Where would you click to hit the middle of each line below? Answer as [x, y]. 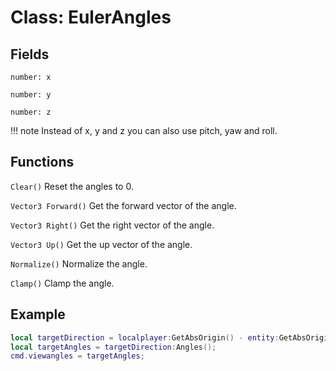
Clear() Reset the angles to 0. [72, 186]
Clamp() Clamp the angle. [62, 283]
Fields [30, 54]
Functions [42, 162]
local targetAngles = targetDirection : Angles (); [113, 347]
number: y [31, 95]
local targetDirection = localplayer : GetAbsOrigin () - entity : [145, 337]
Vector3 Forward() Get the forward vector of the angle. [123, 205]
